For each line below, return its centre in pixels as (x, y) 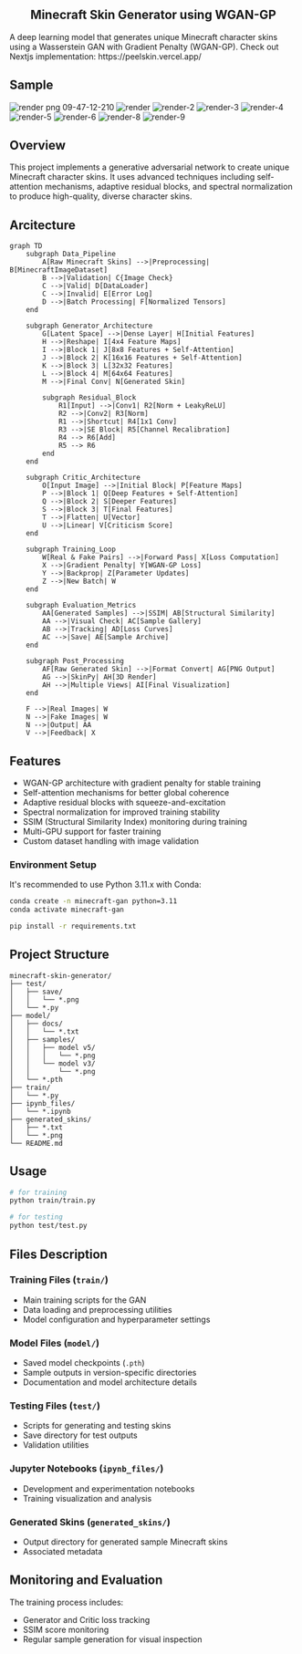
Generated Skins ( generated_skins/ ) (90, 1522)
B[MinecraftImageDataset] (58, 270)
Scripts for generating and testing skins (97, 1426)
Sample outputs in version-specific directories (109, 1373)
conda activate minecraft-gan (67, 910)
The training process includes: (67, 1602)
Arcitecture (42, 225)
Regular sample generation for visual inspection (112, 1639)
